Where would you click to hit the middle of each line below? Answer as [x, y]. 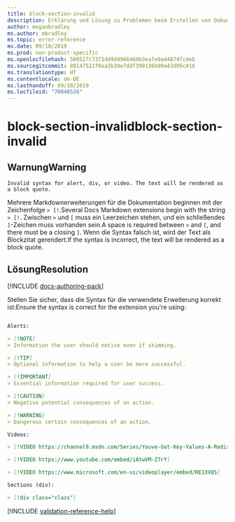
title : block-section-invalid [51, 14]
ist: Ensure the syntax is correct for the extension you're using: [97, 307]
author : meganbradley [39, 27]
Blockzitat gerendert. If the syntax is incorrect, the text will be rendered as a [116, 240]
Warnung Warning [47, 167]
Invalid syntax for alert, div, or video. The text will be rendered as [115, 184]
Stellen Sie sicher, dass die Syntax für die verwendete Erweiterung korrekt [114, 299]
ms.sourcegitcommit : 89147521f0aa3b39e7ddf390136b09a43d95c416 [101, 66]
